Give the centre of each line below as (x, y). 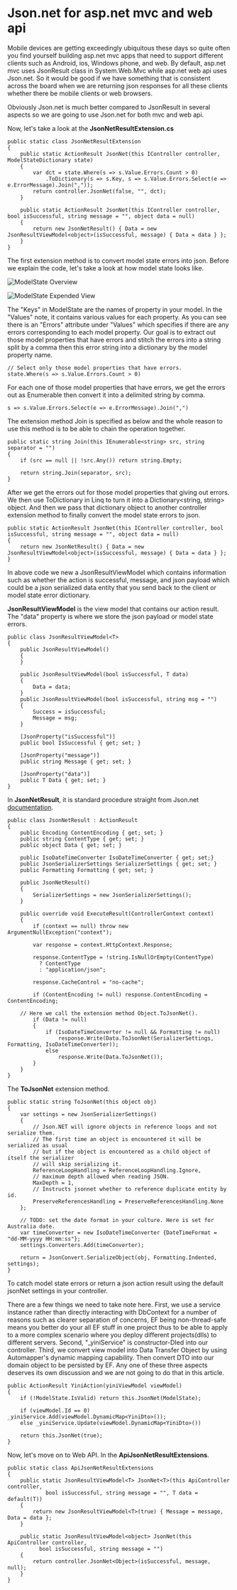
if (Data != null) (60, 1019)
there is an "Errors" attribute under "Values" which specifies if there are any (118, 325)
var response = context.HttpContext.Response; (103, 944)
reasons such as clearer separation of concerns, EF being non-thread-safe (117, 1320)
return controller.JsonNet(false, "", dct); (100, 191)
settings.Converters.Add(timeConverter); (82, 1245)
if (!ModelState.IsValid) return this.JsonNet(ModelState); (111, 1398)
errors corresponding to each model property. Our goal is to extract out (112, 332)
